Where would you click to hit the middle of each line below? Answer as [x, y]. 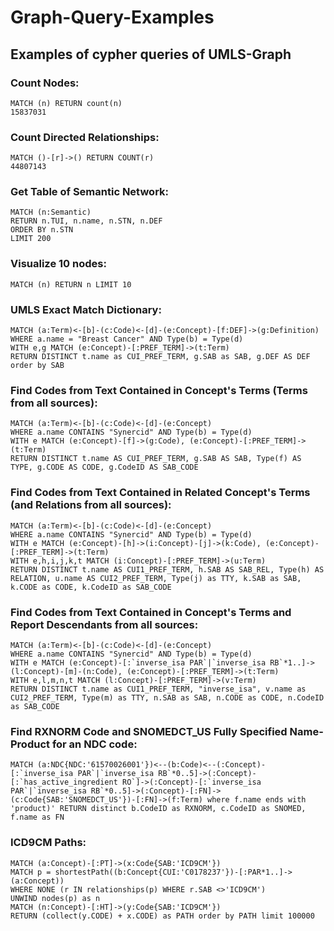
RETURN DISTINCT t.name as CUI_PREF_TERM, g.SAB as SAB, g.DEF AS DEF [160, 357]
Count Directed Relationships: [85, 137]
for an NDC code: [94, 744]
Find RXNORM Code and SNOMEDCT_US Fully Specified [149, 731]
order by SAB [37, 366]
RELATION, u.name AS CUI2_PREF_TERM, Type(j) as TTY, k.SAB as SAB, [156, 578]
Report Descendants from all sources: [104, 624]
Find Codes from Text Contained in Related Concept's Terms [160, 493]
